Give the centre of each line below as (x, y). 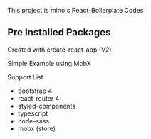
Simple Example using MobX (49, 63)
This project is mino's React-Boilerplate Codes (75, 10)
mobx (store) (36, 128)
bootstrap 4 (35, 91)
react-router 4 (38, 98)
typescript (33, 113)
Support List (26, 77)
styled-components (47, 106)
